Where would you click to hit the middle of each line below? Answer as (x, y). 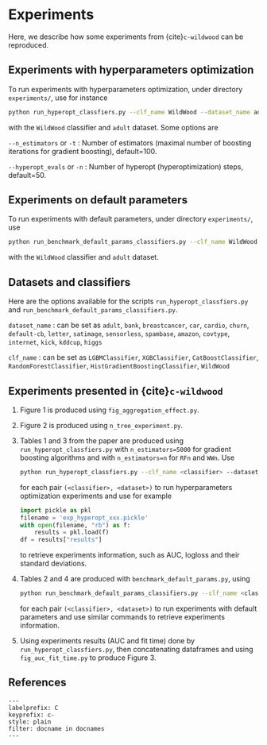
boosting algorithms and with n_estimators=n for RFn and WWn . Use (127, 457)
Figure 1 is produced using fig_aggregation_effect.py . (110, 410)
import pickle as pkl (55, 510)
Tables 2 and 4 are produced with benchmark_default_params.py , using (135, 579)
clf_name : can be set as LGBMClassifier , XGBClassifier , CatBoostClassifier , (133, 357)
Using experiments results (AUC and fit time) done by (107, 641)
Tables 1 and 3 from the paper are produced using (102, 440)
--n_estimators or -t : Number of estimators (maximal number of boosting (130, 143)
